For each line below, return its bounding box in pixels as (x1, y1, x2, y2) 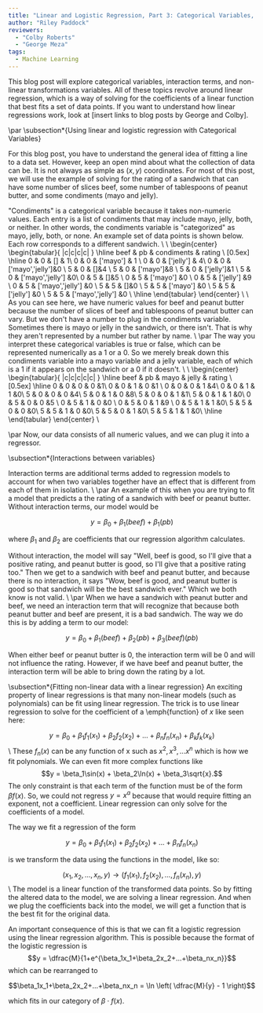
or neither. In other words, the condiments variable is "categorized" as (8, 222, 236, 232)
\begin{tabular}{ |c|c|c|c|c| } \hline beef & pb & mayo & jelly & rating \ (8, 372, 232, 382)
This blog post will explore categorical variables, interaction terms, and (8, 76, 238, 86)
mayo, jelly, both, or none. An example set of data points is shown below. (8, 231, 244, 240)
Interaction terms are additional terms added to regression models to (8, 468, 231, 477)
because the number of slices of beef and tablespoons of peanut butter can (8, 305, 254, 315)
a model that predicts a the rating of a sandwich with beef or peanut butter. (8, 493, 251, 503)
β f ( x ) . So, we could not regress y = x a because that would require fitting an (8, 789, 251, 800)
